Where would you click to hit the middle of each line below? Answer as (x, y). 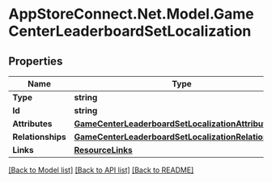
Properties (36, 61)
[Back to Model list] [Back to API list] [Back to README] (101, 170)
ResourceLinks (103, 150)
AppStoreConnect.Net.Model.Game (132, 14)
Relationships (39, 137)
